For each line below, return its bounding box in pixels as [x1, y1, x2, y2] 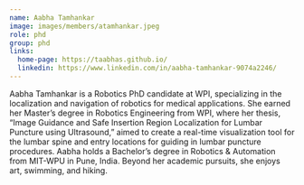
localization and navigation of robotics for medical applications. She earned [9, 97, 291, 108]
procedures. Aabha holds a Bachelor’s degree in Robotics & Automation [9, 145, 276, 156]
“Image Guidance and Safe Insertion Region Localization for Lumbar [9, 116, 263, 127]
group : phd [9, 38, 51, 48]
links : [9, 47, 34, 56]
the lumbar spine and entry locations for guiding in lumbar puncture [9, 136, 261, 147]
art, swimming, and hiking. [9, 164, 109, 176]
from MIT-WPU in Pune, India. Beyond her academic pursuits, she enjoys [9, 155, 280, 166]
